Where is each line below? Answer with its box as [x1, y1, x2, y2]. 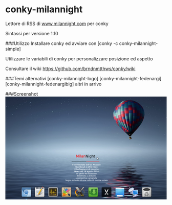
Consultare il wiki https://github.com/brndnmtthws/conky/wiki [5, 65, 136, 72]
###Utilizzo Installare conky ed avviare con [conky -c [5, 40, 118, 47]
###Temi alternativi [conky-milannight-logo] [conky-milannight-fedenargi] [5, 75, 162, 81]
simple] [5, 45, 21, 52]
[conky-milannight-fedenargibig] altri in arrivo [5, 81, 102, 87]
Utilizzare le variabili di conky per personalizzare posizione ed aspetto [5, 55, 153, 62]
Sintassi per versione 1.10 [5, 30, 58, 36]
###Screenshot [5, 90, 38, 97]
